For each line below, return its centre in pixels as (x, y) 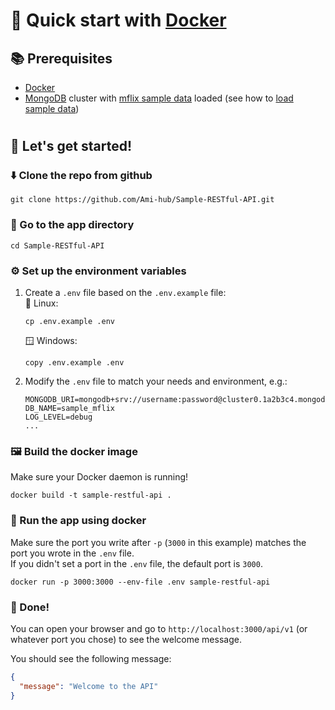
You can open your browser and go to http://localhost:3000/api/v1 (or (159, 628)
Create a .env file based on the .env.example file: (125, 293)
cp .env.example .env (69, 322)
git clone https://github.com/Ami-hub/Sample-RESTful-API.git (142, 200)
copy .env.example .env (74, 363)
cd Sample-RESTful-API (57, 245)
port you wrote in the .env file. (72, 553)
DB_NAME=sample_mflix (69, 409)
